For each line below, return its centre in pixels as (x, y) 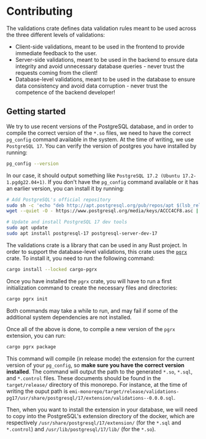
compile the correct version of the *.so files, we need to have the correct (99, 132)
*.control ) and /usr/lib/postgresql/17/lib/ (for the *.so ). (81, 429)
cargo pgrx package (31, 347)
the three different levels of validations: (56, 34)
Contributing (40, 11)
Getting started (36, 112)
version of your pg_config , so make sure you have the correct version (96, 365)
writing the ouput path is (37, 391)
